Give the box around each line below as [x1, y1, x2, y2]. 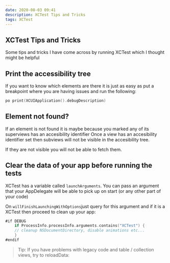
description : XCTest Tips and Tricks [5, 12, 86, 17]
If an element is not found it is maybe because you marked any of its [5, 126, 149, 132]
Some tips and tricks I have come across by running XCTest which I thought [5, 49, 165, 55]
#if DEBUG [5, 218, 27, 224]
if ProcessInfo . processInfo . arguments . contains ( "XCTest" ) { [14, 223, 145, 228]
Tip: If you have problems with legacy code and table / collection [17, 246, 154, 252]
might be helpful [5, 54, 40, 61]
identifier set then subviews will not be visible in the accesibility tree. [5, 136, 150, 142]
